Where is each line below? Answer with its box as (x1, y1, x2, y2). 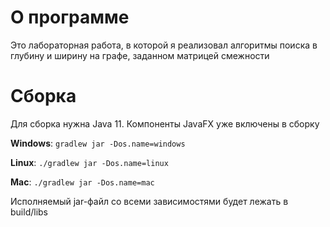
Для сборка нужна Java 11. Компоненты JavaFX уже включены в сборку (10, 117, 320, 130)
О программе (10, 6, 130, 29)
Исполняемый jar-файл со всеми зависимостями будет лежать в (10, 195, 289, 207)
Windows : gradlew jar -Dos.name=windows (10, 137, 186, 149)
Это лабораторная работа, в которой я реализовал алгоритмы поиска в (10, 39, 318, 51)
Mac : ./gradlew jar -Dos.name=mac (10, 176, 155, 188)
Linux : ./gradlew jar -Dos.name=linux (10, 156, 169, 168)
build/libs (10, 206, 48, 218)
